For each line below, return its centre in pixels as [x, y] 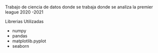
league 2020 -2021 [24, 12]
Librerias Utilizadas [24, 21]
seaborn [21, 46]
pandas [20, 36]
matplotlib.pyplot [29, 41]
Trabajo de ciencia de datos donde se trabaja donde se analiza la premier [79, 7]
